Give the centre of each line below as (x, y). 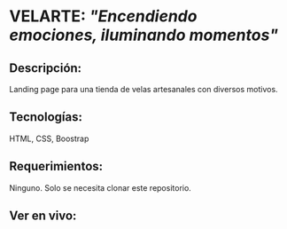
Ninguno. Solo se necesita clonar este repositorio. (101, 187)
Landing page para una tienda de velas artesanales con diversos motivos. (143, 89)
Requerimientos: (56, 166)
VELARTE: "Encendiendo (103, 16)
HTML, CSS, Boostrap (49, 138)
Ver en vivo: (43, 216)
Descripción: (46, 68)
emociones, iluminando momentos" (144, 35)
